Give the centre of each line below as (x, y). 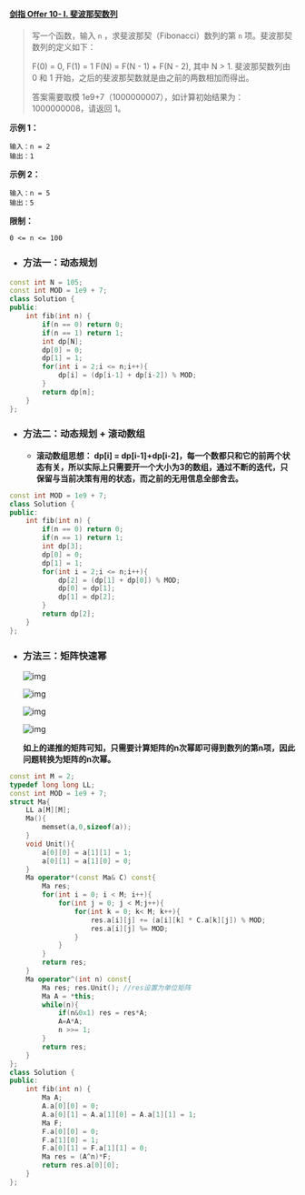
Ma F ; (53, 1123)
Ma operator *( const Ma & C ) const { (91, 878)
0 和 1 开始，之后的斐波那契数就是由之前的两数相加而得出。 (143, 78)
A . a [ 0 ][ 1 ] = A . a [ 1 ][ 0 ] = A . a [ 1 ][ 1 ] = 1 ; (119, 1114)
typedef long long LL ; (52, 785)
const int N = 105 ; (46, 282)
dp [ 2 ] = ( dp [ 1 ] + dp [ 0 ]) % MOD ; (119, 580)
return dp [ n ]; (69, 392)
